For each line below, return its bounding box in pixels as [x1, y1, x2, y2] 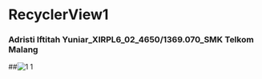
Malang [8, 44, 38, 55]
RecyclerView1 [8, 6, 109, 24]
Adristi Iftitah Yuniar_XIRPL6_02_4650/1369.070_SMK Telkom [8, 34, 254, 45]
